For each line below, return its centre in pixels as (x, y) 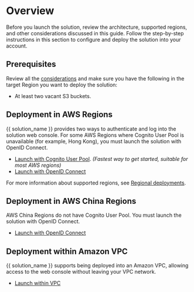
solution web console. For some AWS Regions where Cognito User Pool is (95, 135)
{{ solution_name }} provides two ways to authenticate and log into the (91, 129)
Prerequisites (31, 64)
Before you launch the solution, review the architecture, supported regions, (97, 27)
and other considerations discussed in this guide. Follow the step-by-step (95, 33)
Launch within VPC (38, 283)
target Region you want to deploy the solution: (62, 85)
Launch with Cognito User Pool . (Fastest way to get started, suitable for (101, 159)
